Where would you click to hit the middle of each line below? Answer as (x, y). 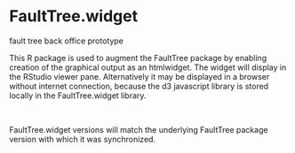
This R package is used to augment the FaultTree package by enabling (138, 57)
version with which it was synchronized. (83, 139)
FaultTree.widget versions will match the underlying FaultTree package (139, 129)
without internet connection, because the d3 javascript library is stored (139, 86)
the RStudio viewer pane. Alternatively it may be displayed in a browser (140, 76)
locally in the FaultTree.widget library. (78, 96)
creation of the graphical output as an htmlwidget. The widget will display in (148, 67)
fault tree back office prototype (67, 41)
